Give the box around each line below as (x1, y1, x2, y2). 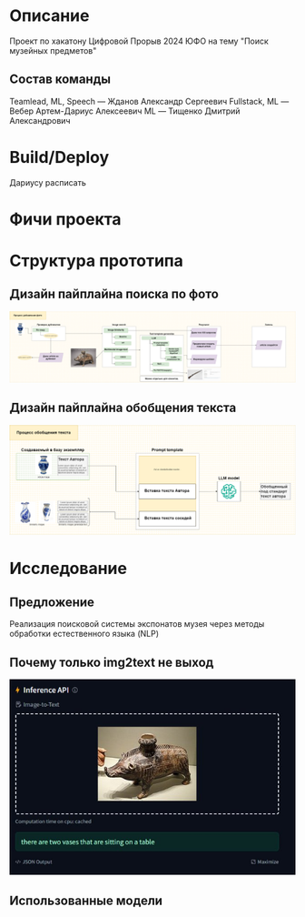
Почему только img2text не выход (9, 654, 214, 670)
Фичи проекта (9, 208, 122, 229)
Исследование (9, 559, 127, 579)
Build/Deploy (9, 146, 110, 167)
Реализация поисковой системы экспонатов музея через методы (9, 619, 265, 630)
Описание (9, 5, 90, 26)
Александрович (9, 115, 71, 126)
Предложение (9, 594, 95, 610)
